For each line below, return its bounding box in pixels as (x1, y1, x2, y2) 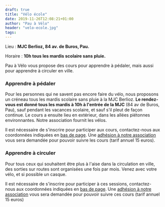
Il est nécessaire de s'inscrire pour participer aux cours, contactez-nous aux (5, 127, 160, 133)
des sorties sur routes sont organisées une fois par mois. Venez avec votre (5, 166, 157, 172)
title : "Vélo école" (5, 12, 48, 17)
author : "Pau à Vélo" (5, 21, 50, 26)
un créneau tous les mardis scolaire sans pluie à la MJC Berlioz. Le (5, 96, 141, 102)
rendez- (141, 96, 159, 102)
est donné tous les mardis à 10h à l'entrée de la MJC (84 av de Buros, (16, 102, 160, 108)
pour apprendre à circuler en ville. (5, 68, 74, 74)
